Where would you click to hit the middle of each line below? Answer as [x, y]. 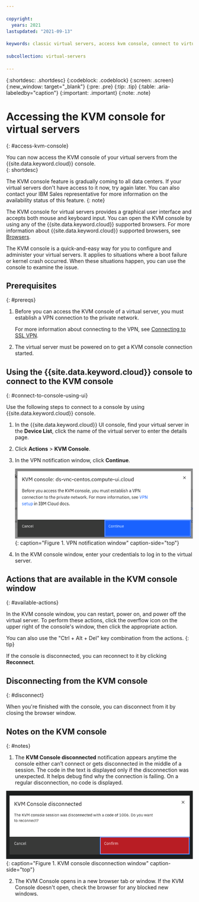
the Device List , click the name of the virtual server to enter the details [101, 431]
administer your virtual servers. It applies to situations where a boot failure [97, 254]
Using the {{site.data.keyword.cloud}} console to [99, 372]
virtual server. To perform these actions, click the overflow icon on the [92, 620]
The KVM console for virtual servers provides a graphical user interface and [99, 212]
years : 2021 [26, 25]
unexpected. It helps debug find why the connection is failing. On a [97, 776]
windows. [26, 894]
